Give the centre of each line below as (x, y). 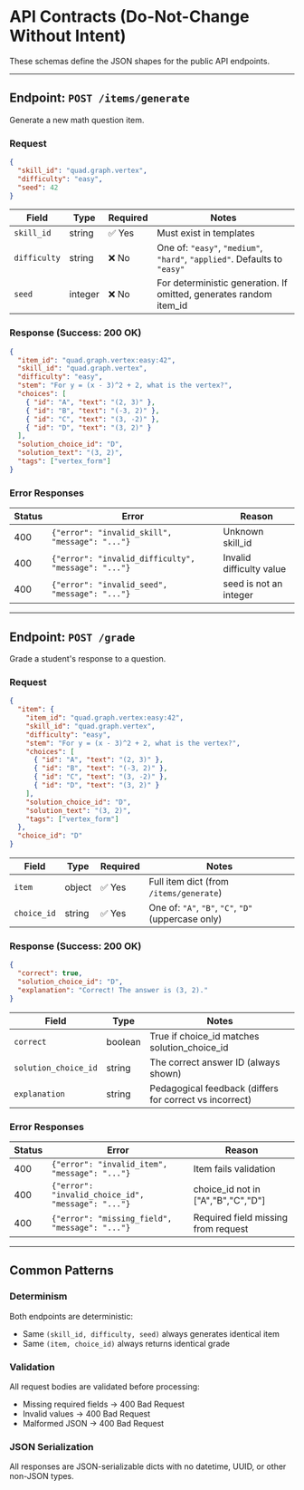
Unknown (243, 532)
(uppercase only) (185, 919)
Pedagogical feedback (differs (214, 1088)
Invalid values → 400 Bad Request (86, 1413)
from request (221, 1228)
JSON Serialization (52, 1446)
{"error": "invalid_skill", (112, 533)
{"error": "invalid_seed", (109, 585)
